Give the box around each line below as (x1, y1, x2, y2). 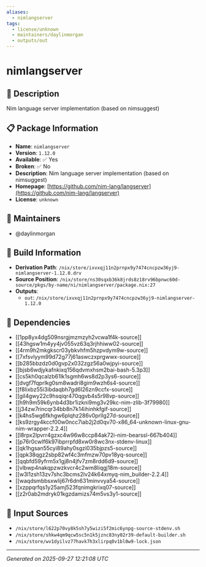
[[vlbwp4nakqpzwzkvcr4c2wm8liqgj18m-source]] (15, 464, 142, 472)
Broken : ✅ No (15, 162, 51, 170)
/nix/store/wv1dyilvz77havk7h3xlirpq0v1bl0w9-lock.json (15, 539, 161, 545)
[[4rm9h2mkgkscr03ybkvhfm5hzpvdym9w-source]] (15, 346, 148, 354)
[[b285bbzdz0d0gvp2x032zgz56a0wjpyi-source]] (15, 360, 143, 367)
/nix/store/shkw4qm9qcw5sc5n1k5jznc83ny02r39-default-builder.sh (15, 532, 186, 538)
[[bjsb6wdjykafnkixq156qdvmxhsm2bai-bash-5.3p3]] (15, 366, 150, 373)
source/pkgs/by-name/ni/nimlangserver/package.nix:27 (15, 282, 156, 289)
